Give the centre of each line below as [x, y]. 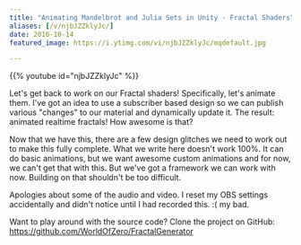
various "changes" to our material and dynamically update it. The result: [142, 112]
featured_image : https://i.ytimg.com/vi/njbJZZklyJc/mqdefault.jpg [138, 43]
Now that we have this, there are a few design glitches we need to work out [148, 139]
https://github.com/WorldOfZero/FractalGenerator [102, 232]
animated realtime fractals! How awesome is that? [101, 122]
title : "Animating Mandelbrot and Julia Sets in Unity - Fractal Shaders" [152, 17]
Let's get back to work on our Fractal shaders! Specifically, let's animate [142, 93]
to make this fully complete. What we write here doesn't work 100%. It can [146, 149]
